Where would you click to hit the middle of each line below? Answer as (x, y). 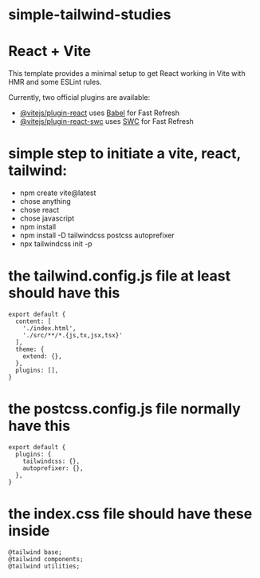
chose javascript (47, 218)
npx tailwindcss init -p (56, 244)
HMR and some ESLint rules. (55, 82)
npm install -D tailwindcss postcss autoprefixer (97, 235)
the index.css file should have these (130, 514)
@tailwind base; (35, 552)
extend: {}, (42, 357)
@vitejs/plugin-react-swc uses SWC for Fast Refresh (106, 122)
